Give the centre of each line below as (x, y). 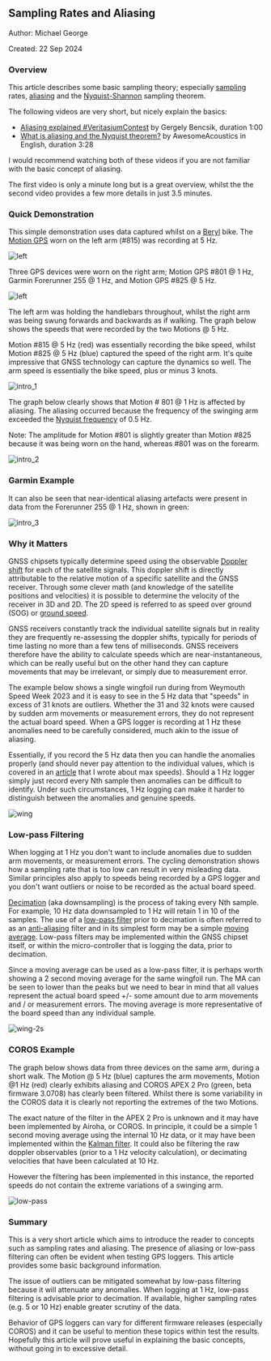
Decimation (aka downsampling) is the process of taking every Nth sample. (133, 903)
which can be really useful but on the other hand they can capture (119, 663)
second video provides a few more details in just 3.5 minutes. (110, 193)
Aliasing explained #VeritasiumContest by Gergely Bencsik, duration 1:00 (142, 127)
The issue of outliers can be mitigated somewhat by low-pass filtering (125, 1281)
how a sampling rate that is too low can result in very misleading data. (125, 869)
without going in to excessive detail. (68, 1348)
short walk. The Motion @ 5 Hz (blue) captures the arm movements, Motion (134, 1076)
